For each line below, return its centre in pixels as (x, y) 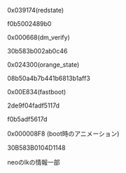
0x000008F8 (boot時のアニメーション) (63, 134)
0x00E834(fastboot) (37, 92)
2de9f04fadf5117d (34, 105)
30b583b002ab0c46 (37, 51)
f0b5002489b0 (29, 24)
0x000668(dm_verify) (38, 37)
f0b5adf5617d (27, 119)
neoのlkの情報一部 (34, 162)
